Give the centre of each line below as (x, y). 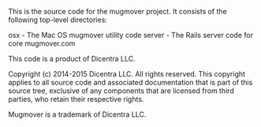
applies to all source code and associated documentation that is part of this (130, 82)
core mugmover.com (42, 43)
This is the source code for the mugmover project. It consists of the (117, 11)
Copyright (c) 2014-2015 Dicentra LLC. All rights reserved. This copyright (127, 74)
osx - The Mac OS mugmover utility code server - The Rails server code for (131, 35)
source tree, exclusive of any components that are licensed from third (121, 91)
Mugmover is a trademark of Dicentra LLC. (77, 114)
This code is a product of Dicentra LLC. (72, 59)
